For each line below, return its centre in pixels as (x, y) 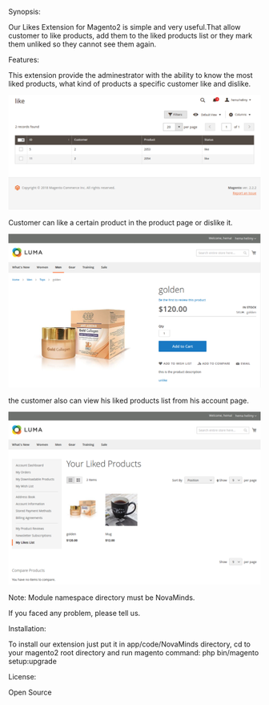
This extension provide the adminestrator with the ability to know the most (131, 75)
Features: (24, 60)
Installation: (27, 628)
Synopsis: (25, 12)
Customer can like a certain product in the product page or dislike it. (121, 223)
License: (22, 676)
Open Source (30, 692)
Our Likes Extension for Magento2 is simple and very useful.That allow (124, 27)
